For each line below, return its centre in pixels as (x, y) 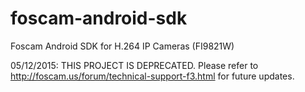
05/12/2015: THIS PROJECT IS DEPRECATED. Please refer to (134, 65)
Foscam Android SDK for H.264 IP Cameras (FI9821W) (122, 46)
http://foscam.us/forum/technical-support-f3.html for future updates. (152, 76)
